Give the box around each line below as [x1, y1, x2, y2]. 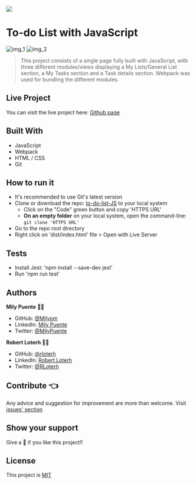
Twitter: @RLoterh [14, 363, 59, 370]
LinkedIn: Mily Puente [14, 321, 68, 328]
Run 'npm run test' [14, 270, 60, 278]
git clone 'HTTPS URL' [23, 220, 80, 226]
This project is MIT [6, 472, 52, 479]
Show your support [6, 423, 79, 433]
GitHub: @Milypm [14, 315, 58, 322]
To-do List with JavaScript [6, 26, 138, 40]
